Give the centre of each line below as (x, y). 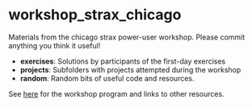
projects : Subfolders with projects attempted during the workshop (130, 69)
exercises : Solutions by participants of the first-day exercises (123, 61)
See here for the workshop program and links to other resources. (116, 93)
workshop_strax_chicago (95, 15)
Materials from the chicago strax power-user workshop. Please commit (127, 37)
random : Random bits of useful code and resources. (107, 78)
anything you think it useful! (55, 45)
